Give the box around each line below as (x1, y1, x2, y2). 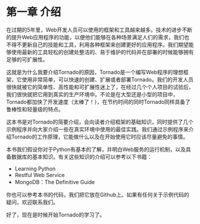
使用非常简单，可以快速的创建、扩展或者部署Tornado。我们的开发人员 (21, 75, 193, 83)
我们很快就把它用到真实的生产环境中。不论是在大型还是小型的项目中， (6, 90, 179, 98)
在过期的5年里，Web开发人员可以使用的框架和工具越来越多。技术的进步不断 (6, 26, 193, 33)
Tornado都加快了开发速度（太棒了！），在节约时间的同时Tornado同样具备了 (6, 98, 190, 105)
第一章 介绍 (6, 5, 61, 19)
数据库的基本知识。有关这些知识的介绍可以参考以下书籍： (11, 153, 152, 160)
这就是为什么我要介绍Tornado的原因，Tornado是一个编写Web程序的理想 (6, 68, 183, 75)
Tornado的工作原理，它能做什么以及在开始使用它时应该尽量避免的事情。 (11, 133, 189, 140)
